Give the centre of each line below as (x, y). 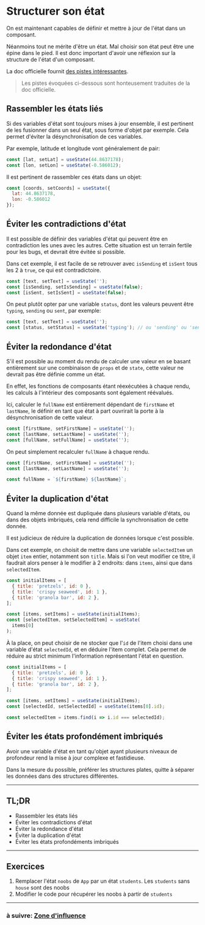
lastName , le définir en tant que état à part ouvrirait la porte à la (85, 411)
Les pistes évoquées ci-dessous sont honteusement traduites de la (106, 83)
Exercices (25, 866)
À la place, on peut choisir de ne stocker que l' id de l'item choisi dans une (99, 643)
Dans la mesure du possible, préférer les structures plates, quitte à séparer (100, 769)
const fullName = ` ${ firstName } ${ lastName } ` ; (67, 480)
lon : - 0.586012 (31, 200)
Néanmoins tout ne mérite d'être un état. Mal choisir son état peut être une (100, 46)
